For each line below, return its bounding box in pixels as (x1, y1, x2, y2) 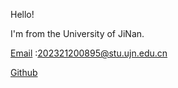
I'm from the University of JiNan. (10, 28, 145, 39)
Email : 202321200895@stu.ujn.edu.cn (10, 47, 168, 59)
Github (10, 67, 38, 78)
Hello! (10, 9, 35, 20)
